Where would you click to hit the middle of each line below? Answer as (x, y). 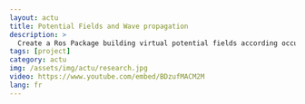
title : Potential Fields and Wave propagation (99, 26)
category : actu (38, 60)
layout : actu (34, 18)
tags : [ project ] (40, 52)
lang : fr (26, 85)
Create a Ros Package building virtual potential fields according (148, 43)
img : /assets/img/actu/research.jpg (79, 69)
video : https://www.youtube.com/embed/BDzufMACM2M (107, 77)
